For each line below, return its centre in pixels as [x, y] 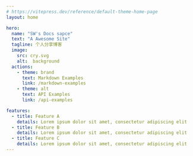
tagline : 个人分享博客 [37, 45]
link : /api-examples [47, 100]
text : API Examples [46, 95]
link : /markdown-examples [54, 83]
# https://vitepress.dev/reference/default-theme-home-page [82, 12]
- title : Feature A [36, 116]
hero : [13, 28]
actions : [22, 67]
